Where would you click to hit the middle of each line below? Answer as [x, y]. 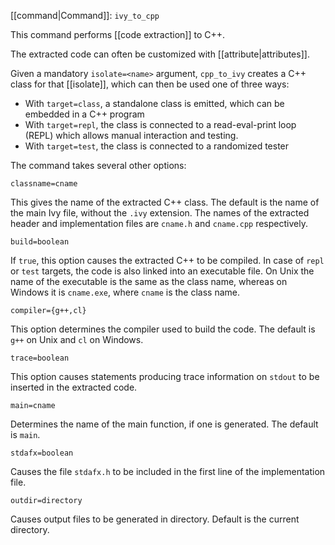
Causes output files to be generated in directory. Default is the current [155, 519]
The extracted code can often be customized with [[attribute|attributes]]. [160, 54]
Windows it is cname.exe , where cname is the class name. [125, 292]
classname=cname [44, 184]
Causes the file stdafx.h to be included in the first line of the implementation [168, 471]
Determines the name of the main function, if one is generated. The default [164, 424]
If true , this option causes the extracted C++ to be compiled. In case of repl [167, 260]
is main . [25, 434]
